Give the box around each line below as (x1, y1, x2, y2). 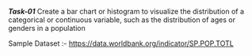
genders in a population (8, 24, 86, 32)
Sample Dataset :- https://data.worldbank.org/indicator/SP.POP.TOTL (8, 39, 234, 48)
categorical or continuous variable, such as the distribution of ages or (8, 15, 236, 24)
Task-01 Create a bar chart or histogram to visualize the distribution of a (8, 7, 244, 16)
